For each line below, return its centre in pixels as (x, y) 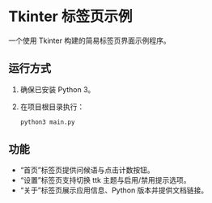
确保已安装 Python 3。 (57, 89)
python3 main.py (47, 122)
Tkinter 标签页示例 (70, 17)
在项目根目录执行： (52, 107)
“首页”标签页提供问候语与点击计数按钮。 (87, 170)
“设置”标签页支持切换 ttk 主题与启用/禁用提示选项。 (105, 180)
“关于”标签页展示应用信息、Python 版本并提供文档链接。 (114, 190)
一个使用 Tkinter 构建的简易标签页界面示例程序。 (90, 40)
